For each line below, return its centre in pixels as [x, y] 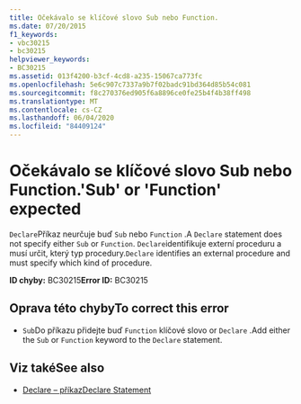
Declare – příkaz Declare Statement [87, 390]
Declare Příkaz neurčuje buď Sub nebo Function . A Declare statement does [146, 234]
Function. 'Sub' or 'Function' [115, 190]
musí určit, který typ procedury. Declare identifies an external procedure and [150, 253]
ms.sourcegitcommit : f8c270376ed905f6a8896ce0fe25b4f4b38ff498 [130, 93]
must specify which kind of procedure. [81, 263]
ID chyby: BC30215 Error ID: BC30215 [79, 280]
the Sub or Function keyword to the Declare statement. [122, 339]
